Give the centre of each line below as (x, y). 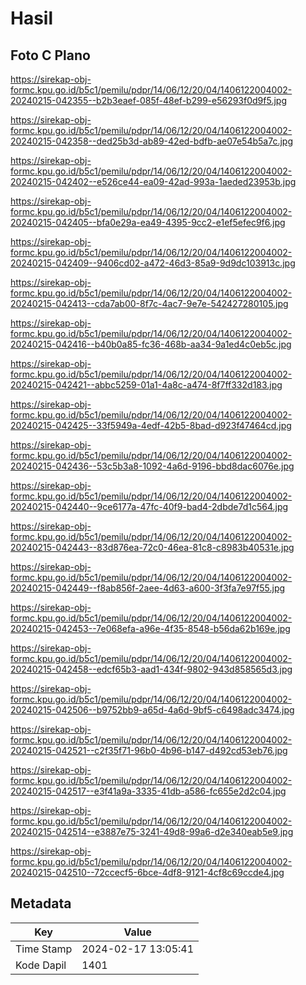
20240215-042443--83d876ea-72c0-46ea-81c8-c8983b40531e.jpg (152, 547)
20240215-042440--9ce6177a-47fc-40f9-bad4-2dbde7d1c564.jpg (149, 506)
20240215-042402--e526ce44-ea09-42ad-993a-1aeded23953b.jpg (153, 181)
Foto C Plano (50, 55)
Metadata (41, 903)
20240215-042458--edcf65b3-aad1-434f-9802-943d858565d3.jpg (151, 669)
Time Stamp (44, 949)
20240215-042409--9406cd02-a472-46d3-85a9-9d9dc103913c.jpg (153, 263)
